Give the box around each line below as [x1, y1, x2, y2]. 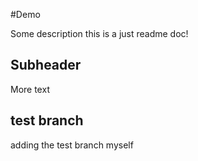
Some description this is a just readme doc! [10, 28, 189, 39]
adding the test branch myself [10, 139, 134, 151]
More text [10, 83, 50, 95]
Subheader [10, 57, 82, 74]
